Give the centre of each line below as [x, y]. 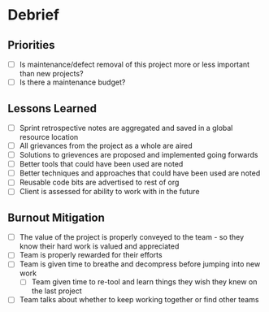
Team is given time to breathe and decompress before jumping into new [140, 264]
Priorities [31, 45]
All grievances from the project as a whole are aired [106, 145]
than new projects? [51, 74]
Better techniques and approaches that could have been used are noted [140, 173]
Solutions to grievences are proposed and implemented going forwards [139, 155]
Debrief [34, 15]
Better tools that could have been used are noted [101, 164]
